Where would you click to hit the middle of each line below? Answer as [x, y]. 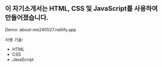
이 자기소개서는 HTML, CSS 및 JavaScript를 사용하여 [81, 9]
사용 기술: [14, 40]
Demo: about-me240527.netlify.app [41, 29]
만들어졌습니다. [27, 18]
